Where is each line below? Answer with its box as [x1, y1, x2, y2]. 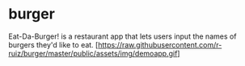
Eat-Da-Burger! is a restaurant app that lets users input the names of [8, 31, 237, 41]
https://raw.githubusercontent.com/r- [98, 39, 222, 49]
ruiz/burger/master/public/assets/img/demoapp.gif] [8, 48, 180, 58]
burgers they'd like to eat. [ [8, 39, 99, 49]
